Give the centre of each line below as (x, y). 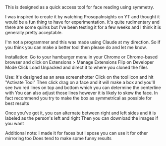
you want (15, 123)
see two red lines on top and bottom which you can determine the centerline (83, 88)
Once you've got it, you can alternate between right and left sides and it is (81, 113)
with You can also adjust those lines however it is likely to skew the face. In (82, 93)
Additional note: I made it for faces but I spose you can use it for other (77, 133)
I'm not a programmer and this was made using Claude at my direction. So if (83, 42)
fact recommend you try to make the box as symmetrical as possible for (79, 98)
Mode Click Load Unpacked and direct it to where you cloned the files (76, 67)
